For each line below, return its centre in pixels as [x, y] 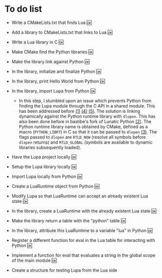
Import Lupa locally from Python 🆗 [47, 176]
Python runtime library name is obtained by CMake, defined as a [83, 127]
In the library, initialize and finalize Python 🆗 [56, 71]
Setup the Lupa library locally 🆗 [44, 167]
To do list [23, 9]
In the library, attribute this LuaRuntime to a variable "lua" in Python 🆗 [82, 230]
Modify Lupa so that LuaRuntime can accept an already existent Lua [80, 196]
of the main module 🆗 [34, 260]
